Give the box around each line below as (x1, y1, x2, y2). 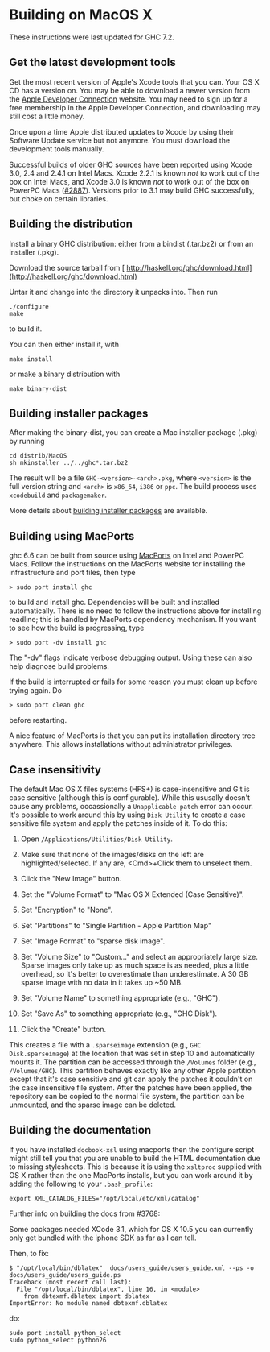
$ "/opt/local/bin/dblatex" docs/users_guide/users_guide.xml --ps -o (9, 1263, 254, 1272)
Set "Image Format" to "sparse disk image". (20, 936, 166, 946)
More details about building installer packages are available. (9, 506, 208, 516)
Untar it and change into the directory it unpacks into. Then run (9, 287, 218, 297)
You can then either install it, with (9, 339, 120, 349)
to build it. (9, 324, 43, 334)
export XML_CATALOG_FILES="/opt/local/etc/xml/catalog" (9, 1194, 200, 1202)
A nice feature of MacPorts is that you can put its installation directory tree (9, 731, 256, 740)
